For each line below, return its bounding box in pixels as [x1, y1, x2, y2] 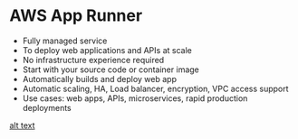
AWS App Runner [9, 5, 143, 26]
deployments [22, 102, 72, 113]
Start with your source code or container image [22, 64, 199, 75]
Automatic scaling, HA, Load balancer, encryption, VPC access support [22, 83, 289, 94]
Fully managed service [22, 35, 108, 46]
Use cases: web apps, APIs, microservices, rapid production [22, 92, 248, 104]
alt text [9, 119, 35, 131]
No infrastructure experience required [22, 54, 165, 65]
